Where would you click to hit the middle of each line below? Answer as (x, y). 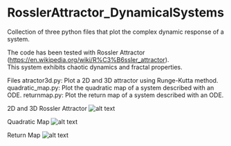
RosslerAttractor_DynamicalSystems (116, 13)
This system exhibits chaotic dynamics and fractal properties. (95, 67)
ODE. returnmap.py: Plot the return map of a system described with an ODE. (115, 95)
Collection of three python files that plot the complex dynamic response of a (116, 32)
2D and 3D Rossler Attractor (47, 108)
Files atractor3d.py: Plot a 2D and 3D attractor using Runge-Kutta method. (113, 80)
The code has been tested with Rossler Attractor (76, 52)
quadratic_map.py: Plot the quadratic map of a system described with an (111, 87)
